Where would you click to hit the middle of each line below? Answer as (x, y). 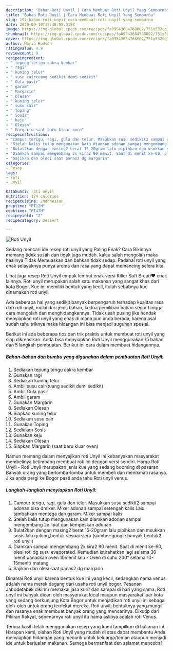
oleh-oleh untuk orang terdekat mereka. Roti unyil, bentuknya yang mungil (84, 606)
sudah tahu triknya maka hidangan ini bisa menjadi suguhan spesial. (78, 324)
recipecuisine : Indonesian (35, 201)
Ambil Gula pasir (31, 392)
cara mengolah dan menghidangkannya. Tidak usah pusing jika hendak (81, 313)
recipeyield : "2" (24, 216)
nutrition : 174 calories (32, 197)
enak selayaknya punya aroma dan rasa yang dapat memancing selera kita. (85, 266)
